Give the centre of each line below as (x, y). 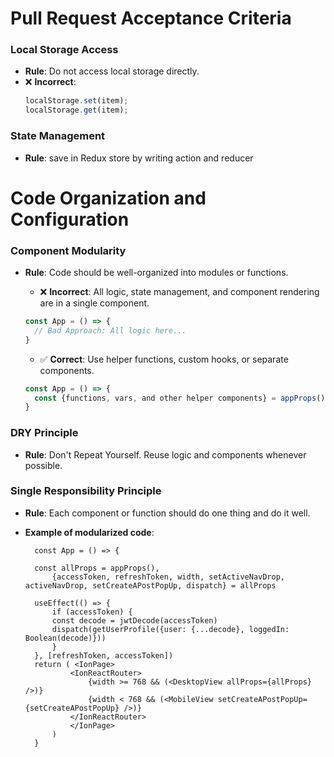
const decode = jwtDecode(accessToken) (134, 620)
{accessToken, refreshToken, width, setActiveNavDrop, (168, 577)
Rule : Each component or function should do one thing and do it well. (167, 513)
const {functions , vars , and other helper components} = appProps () (180, 398)
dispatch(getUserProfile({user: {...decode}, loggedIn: (170, 629)
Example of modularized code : (89, 532)
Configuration (70, 219)
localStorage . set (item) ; (76, 101)
